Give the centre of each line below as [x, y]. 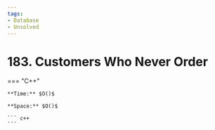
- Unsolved [23, 27]
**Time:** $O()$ [31, 94]
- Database [23, 20]
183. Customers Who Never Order [108, 61]
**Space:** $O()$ [33, 106]
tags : [15, 14]
